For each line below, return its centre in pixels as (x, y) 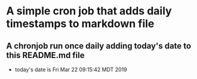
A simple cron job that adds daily (89, 11)
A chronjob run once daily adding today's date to (99, 46)
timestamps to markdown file (80, 24)
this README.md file (45, 55)
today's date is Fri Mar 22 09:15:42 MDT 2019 (71, 69)
